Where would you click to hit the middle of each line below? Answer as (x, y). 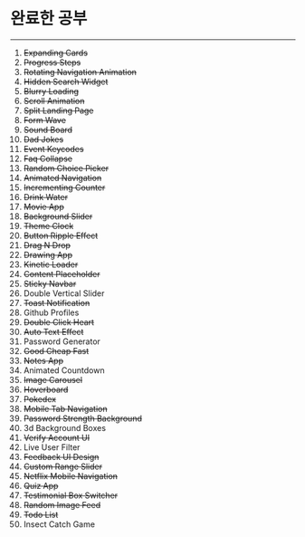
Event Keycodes (53, 149)
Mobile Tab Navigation (65, 408)
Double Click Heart (58, 321)
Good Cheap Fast (56, 350)
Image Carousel (53, 379)
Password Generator (62, 341)
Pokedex (40, 398)
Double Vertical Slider (64, 293)
